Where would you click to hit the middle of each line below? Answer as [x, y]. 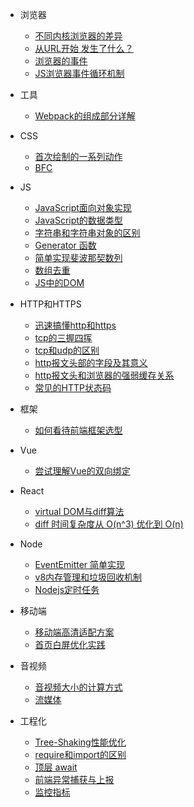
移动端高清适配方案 [74, 632]
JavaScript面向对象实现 [83, 207]
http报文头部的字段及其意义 [91, 362]
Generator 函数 [65, 245]
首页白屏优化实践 [70, 644]
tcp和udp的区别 [67, 350]
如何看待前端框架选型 [78, 430]
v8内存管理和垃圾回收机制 [88, 577]
